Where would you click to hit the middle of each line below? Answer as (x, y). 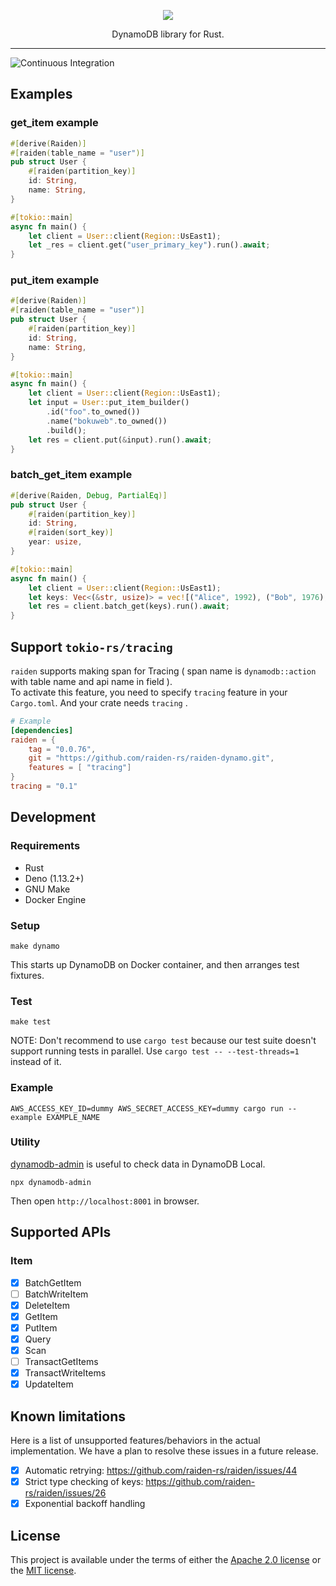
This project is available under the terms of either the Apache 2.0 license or (166, 1559)
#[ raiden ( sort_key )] (71, 533)
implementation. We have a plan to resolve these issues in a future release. (164, 1451)
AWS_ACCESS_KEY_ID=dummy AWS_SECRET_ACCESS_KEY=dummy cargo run (147, 1108)
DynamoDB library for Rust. (168, 34)
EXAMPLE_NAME (73, 1117)
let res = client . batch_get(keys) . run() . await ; (129, 606)
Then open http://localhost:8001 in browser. (105, 1201)
